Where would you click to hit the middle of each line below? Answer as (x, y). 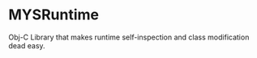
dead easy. (27, 45)
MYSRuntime (54, 15)
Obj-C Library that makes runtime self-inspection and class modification (129, 37)
